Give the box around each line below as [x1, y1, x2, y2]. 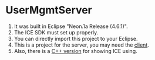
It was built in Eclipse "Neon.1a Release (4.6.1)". [14, 23, 128, 30]
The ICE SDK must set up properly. [14, 29, 99, 36]
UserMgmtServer [5, 3, 92, 17]
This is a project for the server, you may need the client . [14, 41, 149, 48]
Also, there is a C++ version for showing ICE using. [14, 47, 137, 54]
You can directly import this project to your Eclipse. [14, 35, 138, 42]
